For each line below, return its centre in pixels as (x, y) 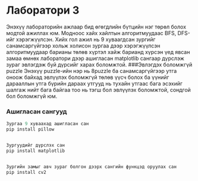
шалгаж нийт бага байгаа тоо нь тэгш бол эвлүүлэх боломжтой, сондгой (99, 90)
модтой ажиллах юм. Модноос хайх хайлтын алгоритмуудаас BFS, (91, 33)
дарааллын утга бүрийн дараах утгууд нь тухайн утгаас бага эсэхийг (95, 83)
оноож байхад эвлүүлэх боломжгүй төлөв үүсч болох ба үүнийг (88, 77)
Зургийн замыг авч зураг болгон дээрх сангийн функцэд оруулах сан (92, 167)
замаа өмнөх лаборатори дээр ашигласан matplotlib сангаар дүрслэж (95, 58)
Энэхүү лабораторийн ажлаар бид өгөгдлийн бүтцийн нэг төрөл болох (96, 27)
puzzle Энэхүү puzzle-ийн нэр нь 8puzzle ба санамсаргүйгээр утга (92, 71)
